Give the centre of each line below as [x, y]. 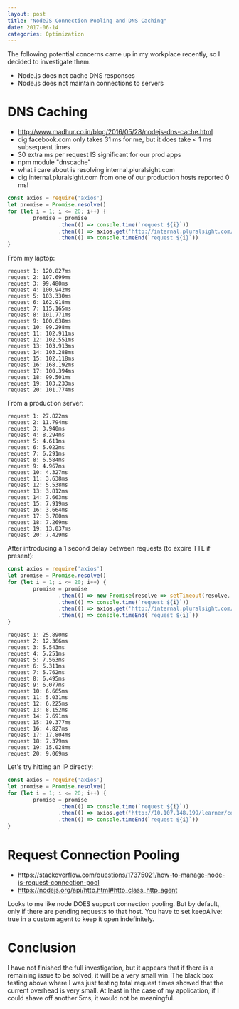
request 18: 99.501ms [39, 378]
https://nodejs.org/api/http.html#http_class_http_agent [97, 890]
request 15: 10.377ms [39, 723]
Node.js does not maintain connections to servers [91, 84]
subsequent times [44, 147]
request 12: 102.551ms [41, 340]
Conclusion [42, 948]
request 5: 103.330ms [39, 296]
